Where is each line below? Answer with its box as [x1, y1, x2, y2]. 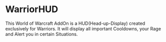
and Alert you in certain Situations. [5, 31, 78, 37]
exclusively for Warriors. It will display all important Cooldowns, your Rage [5, 25, 161, 31]
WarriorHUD [5, 4, 59, 15]
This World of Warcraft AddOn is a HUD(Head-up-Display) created [5, 20, 146, 26]
